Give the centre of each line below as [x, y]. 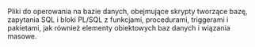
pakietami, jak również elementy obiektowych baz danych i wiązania [119, 28]
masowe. [22, 36]
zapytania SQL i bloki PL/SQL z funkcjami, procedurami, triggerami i [118, 20]
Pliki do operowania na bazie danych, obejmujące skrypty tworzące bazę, [127, 11]
